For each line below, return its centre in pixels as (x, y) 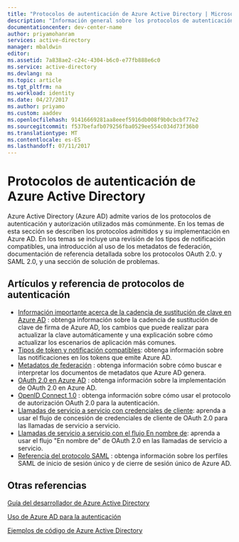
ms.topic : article (34, 80)
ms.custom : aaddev (34, 113)
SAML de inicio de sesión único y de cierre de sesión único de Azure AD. (124, 463)
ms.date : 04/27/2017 (38, 100)
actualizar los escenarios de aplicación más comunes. (97, 342)
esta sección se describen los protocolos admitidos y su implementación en (118, 231)
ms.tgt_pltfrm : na (34, 87)
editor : (19, 54)
